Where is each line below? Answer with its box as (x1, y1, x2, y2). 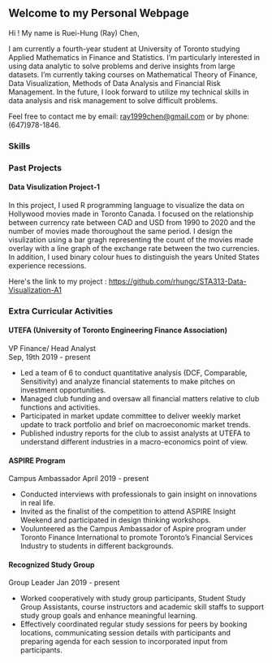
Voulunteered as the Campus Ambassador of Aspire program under (19, 524, 246, 534)
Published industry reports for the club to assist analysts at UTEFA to (19, 428, 251, 438)
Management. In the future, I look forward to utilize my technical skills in (8, 87, 249, 97)
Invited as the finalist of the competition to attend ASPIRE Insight (19, 507, 236, 517)
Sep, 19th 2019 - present (8, 352, 91, 362)
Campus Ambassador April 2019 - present (8, 474, 149, 483)
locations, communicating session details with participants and (19, 628, 231, 638)
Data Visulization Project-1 (8, 182, 100, 192)
